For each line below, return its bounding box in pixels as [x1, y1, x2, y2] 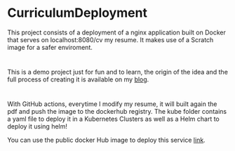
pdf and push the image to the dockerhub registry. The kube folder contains [7, 107, 227, 116]
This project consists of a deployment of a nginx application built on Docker [7, 28, 226, 37]
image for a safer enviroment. [7, 43, 93, 51]
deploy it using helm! [7, 122, 68, 131]
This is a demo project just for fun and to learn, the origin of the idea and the [7, 68, 228, 77]
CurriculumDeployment [7, 5, 147, 21]
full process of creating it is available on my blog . [7, 75, 149, 84]
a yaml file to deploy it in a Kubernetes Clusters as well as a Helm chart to [7, 114, 220, 124]
